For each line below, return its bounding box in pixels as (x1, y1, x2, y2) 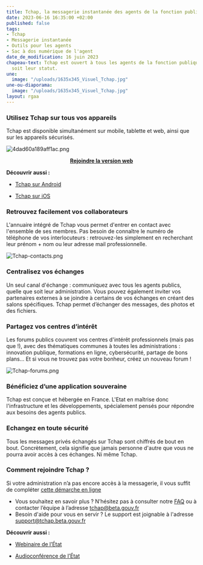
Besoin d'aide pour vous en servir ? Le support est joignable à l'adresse (14, 510, 194, 518)
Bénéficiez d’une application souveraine (6, 382, 127, 390)
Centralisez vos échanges (6, 267, 85, 276)
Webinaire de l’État (14, 540, 62, 547)
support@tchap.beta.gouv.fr (14, 517, 86, 524)
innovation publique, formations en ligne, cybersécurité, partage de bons (6, 349, 188, 356)
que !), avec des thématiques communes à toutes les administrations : (6, 342, 181, 349)
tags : (6, 25, 20, 32)
